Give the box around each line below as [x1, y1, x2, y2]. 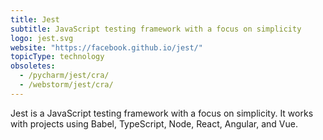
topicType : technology [10, 52, 105, 62]
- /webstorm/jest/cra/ [19, 80, 114, 90]
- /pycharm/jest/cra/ [19, 71, 110, 81]
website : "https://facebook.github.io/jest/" [10, 42, 203, 53]
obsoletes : [10, 61, 56, 71]
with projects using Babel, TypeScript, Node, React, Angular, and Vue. [10, 117, 298, 130]
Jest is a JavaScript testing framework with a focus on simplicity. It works [10, 107, 314, 119]
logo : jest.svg [10, 33, 74, 43]
